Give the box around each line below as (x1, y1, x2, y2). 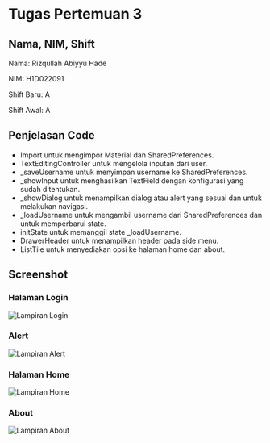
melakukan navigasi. (19, 201, 89, 211)
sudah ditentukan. (19, 184, 81, 194)
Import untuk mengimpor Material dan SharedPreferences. (19, 150, 214, 160)
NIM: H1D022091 (8, 74, 64, 83)
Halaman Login (8, 292, 69, 303)
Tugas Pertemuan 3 (8, 5, 143, 23)
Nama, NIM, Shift (8, 37, 95, 51)
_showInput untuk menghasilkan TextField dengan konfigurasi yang (19, 175, 244, 186)
